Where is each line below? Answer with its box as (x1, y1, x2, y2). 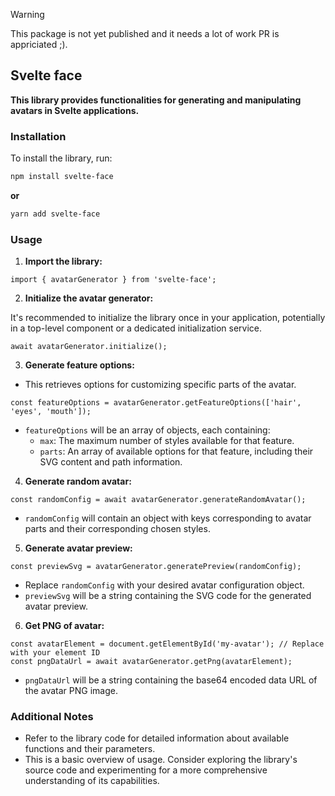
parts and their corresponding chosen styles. (24, 523, 211, 535)
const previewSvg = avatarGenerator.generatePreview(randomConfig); (10, 562, 302, 572)
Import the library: (24, 255, 103, 268)
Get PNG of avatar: (24, 620, 105, 632)
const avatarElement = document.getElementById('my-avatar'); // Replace (10, 639, 325, 649)
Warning (10, 9, 45, 20)
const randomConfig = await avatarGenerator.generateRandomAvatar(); (10, 495, 307, 505)
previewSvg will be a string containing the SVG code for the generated (24, 590, 312, 602)
